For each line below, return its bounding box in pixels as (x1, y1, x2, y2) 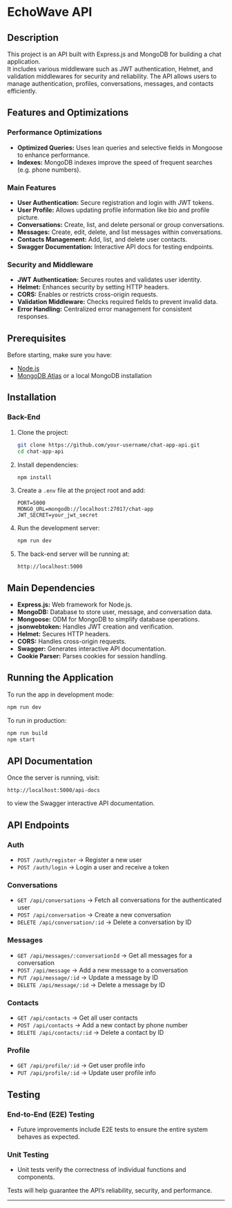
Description (7, 32, 59, 44)
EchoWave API (7, 4, 93, 20)
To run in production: (7, 716, 67, 724)
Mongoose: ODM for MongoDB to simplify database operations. (17, 615, 200, 624)
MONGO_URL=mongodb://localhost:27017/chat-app (17, 506, 154, 513)
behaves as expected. (17, 1133, 81, 1141)
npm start (7, 736, 36, 743)
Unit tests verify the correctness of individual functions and (17, 1166, 186, 1174)
